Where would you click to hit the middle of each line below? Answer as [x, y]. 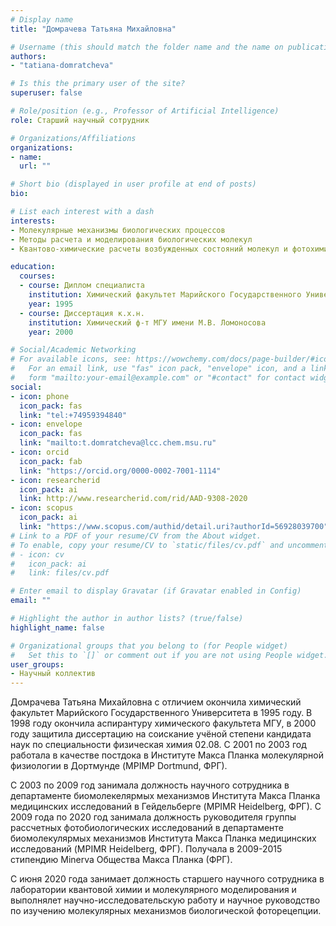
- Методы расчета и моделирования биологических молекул [131, 239]
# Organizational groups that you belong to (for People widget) [149, 646]
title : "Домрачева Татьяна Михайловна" [93, 29]
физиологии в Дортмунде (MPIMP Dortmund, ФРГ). [119, 766]
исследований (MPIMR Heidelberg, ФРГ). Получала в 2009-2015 [146, 849]
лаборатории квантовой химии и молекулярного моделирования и [153, 890]
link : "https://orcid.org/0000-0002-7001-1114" [120, 471]
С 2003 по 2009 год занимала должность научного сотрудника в [150, 785]
